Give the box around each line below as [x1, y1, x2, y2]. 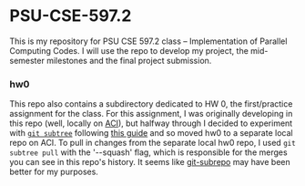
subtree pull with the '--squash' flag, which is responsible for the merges [9, 147, 289, 158]
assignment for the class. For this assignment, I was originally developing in [9, 108, 293, 119]
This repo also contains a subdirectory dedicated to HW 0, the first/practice [9, 98, 293, 109]
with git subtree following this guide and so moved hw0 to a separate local [9, 128, 293, 139]
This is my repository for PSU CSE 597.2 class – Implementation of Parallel [9, 36, 288, 46]
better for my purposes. [9, 166, 98, 178]
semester [9, 55, 46, 66]
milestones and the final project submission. [46, 55, 212, 66]
